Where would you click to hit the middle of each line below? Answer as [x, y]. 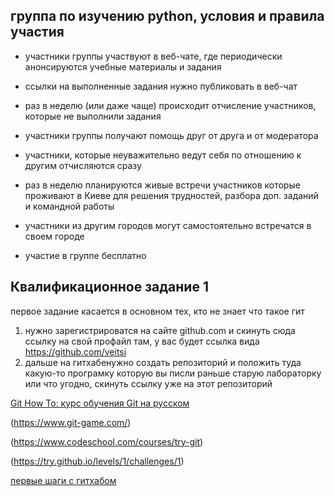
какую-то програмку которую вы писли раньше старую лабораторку [173, 373]
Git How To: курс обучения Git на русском [100, 403]
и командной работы [69, 206]
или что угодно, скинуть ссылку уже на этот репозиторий [148, 383]
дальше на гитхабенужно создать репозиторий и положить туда [163, 362]
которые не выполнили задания [93, 116]
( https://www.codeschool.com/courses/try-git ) [107, 441]
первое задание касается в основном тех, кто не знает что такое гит [157, 311]
